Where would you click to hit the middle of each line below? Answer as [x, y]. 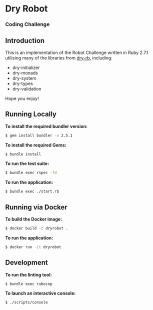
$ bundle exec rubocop [29, 284]
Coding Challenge [27, 24]
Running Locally [31, 114]
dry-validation [27, 88]
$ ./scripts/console [27, 302]
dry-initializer [26, 67]
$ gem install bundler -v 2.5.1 [39, 135]
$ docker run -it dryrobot [33, 247]
